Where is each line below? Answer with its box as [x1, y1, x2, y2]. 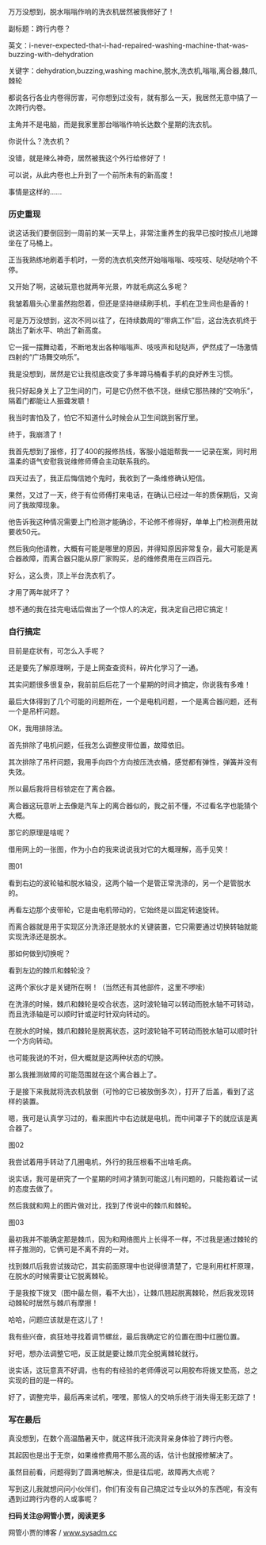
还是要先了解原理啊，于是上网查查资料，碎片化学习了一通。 [8, 662, 203, 672]
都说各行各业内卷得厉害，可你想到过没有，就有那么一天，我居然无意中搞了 [8, 93, 251, 102]
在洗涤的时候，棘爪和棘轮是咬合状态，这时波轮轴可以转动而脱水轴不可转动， [8, 999, 258, 1008]
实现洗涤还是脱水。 [8, 931, 71, 941]
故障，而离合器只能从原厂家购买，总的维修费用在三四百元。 [21, 554, 216, 564]
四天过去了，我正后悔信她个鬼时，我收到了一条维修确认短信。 [8, 473, 210, 483]
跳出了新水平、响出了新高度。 [8, 326, 105, 335]
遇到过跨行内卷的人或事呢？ [8, 1493, 99, 1503]
